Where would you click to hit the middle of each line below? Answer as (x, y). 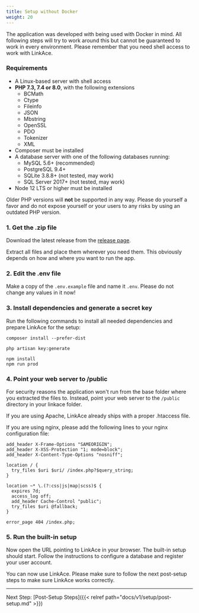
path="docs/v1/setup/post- (138, 597)
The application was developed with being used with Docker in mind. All (94, 34)
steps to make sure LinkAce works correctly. (60, 580)
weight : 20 (20, 17)
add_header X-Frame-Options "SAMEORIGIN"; (59, 444)
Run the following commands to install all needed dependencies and (89, 321)
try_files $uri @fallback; (45, 506)
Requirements (27, 68)
